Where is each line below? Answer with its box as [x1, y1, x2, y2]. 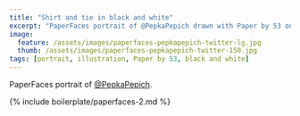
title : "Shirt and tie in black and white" [9, 12, 174, 22]
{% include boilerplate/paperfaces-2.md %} [9, 96, 171, 107]
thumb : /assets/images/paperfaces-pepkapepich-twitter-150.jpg [17, 46, 257, 55]
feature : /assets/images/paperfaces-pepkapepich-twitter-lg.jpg [17, 37, 262, 47]
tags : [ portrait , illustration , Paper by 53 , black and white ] [9, 54, 250, 63]
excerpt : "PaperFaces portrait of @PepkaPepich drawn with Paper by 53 [9, 21, 281, 30]
